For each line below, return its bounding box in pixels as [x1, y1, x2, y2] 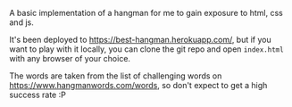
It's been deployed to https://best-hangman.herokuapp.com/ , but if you [9, 35, 272, 45]
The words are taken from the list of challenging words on [9, 70, 222, 81]
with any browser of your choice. [9, 53, 131, 63]
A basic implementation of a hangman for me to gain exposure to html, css [9, 8, 283, 18]
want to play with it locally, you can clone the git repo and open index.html [9, 44, 284, 54]
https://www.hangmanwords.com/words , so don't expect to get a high [9, 80, 268, 90]
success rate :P [9, 89, 67, 100]
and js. [9, 17, 34, 28]
